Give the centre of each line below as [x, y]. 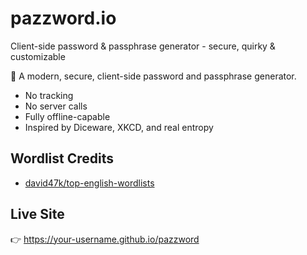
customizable [38, 56]
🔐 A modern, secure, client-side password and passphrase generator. [153, 76]
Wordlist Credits [62, 158]
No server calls [56, 106]
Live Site [37, 214]
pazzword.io [63, 18]
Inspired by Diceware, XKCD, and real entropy [119, 127]
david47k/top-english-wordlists [89, 183]
